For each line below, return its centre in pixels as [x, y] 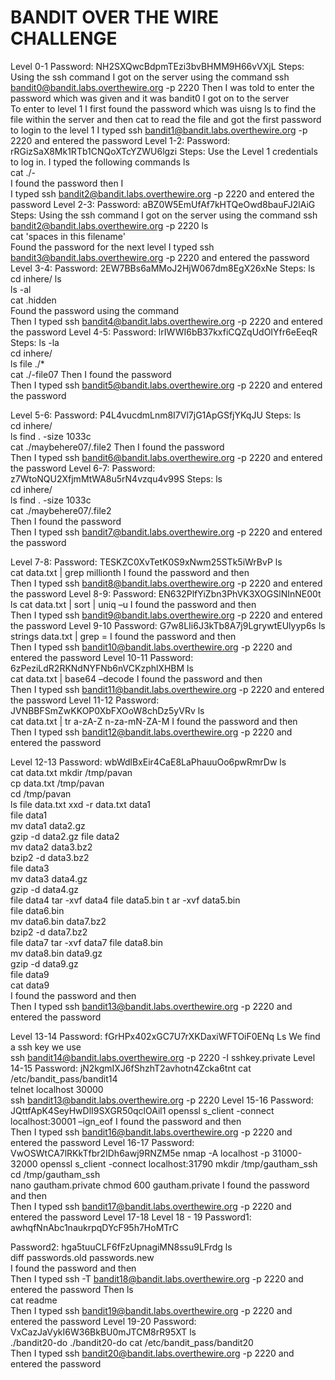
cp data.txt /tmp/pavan [57, 783]
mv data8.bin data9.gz [56, 953]
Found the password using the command [95, 310]
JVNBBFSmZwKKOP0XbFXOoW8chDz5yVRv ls [107, 710]
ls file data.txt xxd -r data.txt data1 [80, 804]
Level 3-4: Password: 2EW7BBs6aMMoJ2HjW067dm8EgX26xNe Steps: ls [163, 268]
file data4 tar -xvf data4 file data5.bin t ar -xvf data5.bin [125, 900]
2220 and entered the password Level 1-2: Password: [120, 140]
